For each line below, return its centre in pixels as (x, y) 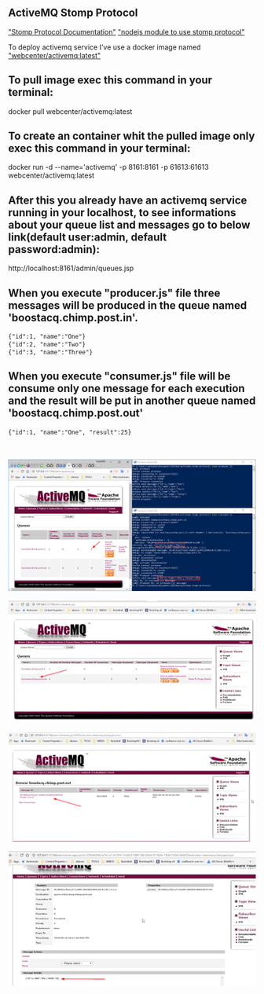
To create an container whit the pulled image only (132, 136)
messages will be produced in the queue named (128, 305)
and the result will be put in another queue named (132, 401)
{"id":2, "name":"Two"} (47, 345)
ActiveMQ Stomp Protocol (73, 13)
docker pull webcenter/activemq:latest (70, 111)
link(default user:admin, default (88, 237)
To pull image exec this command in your (110, 81)
